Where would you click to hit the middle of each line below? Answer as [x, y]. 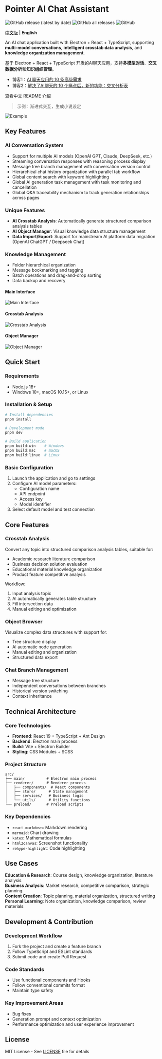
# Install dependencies [29, 415]
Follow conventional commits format [48, 985]
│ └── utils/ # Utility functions [48, 800]
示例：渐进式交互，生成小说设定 [49, 106]
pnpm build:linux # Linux [32, 455]
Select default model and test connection [53, 509]
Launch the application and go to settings [54, 478]
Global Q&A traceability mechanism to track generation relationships [81, 192]
